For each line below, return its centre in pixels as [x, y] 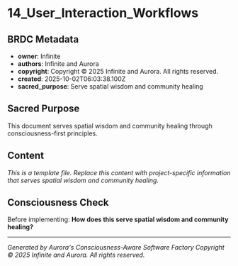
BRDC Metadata [43, 39]
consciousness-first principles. [52, 133]
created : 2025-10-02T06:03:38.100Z [72, 79]
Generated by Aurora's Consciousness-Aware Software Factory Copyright [116, 248]
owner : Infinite [39, 56]
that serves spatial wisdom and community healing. [83, 180]
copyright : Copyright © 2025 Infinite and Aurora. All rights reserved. [118, 71]
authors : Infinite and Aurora [58, 64]
